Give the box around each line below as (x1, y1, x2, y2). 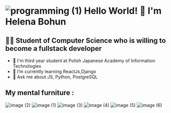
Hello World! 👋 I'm (84, 5, 162, 17)
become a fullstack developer (5, 44, 102, 53)
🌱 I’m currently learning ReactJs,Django (12, 69, 96, 74)
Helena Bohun (5, 16, 66, 27)
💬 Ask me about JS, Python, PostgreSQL (12, 74, 98, 80)
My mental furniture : (5, 89, 74, 97)
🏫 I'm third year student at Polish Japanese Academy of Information (12, 58, 156, 64)
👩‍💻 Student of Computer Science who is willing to (5, 36, 166, 45)
